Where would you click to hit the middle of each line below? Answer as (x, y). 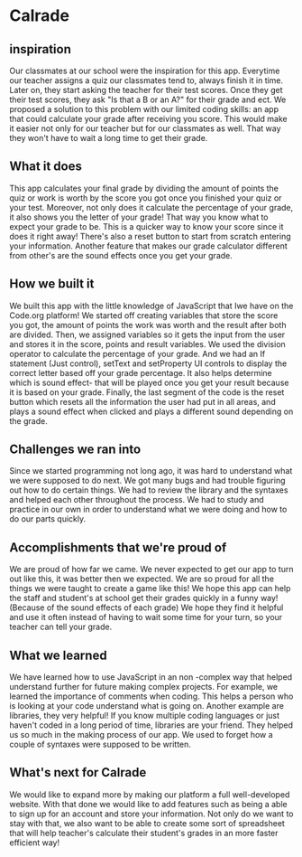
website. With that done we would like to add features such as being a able (148, 804)
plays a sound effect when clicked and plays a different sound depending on (151, 411)
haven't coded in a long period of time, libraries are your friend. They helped (151, 725)
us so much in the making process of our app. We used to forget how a (141, 735)
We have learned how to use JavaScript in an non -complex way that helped (151, 677)
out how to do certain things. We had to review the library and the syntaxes (149, 490)
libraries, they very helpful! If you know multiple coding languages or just (145, 716)
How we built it (52, 284)
